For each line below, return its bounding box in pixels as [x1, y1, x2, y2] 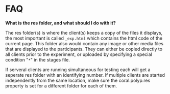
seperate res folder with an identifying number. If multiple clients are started [5, 72, 165, 78]
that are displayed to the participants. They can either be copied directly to [5, 46, 162, 52]
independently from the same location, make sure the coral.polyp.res [5, 77, 151, 83]
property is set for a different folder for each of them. [5, 82, 117, 89]
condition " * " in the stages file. [5, 56, 70, 62]
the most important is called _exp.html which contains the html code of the [5, 35, 162, 41]
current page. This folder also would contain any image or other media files [5, 40, 163, 46]
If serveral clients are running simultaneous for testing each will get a [5, 67, 151, 73]
